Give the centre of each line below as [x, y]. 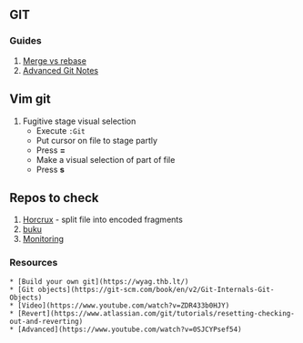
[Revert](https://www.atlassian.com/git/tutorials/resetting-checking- [157, 313]
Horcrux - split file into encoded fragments [103, 220]
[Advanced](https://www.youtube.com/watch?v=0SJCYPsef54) [130, 329]
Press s [50, 169]
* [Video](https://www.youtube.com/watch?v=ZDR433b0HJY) [120, 305]
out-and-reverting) [46, 321]
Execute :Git [61, 130]
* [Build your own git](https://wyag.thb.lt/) [99, 281]
